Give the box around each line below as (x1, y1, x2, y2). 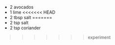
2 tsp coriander (9, 25, 41, 31)
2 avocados (9, 4, 34, 10)
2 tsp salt (9, 20, 29, 25)
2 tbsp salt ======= (9, 15, 52, 20)
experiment (88, 34, 111, 40)
